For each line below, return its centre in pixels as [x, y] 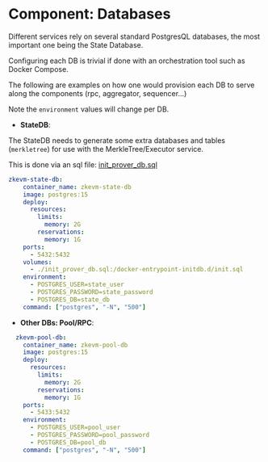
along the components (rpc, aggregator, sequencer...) [98, 93]
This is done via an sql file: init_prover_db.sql [83, 164]
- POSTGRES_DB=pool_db [68, 442]
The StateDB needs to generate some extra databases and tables [117, 140]
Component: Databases [90, 14]
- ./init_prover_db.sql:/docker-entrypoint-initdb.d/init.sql [136, 270]
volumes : [38, 262]
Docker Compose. [38, 69]
